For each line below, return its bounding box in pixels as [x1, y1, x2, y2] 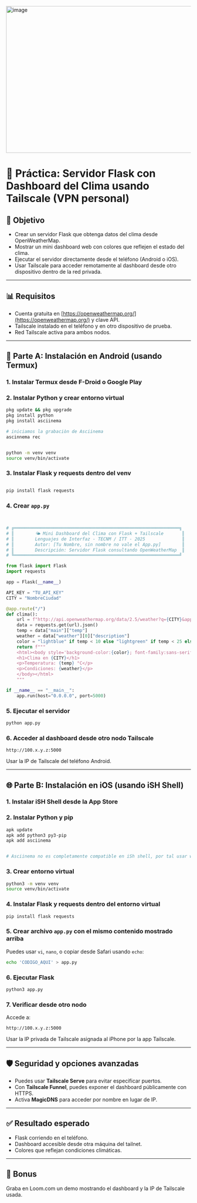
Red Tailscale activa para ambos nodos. [14, 328, 111, 335]
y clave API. [91, 316, 120, 323]
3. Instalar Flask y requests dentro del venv [6, 469, 131, 478]
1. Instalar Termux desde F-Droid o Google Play [6, 378, 142, 387]
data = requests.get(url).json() [16, 622, 98, 628]
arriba [6, 935, 24, 943]
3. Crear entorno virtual [6, 868, 74, 876]
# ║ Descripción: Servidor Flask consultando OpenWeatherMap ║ [6, 547, 185, 553]
